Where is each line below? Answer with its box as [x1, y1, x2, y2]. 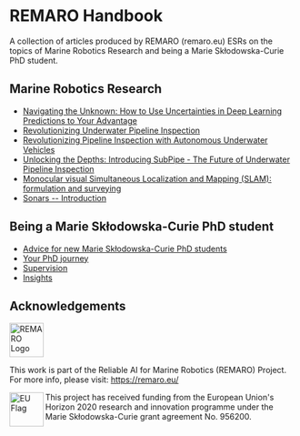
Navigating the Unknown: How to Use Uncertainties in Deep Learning [22, 106, 283, 117]
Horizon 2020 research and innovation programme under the [45, 401, 275, 412]
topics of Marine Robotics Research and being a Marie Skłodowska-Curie [9, 45, 285, 56]
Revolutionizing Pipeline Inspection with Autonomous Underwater [22, 134, 268, 146]
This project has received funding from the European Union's [45, 392, 275, 403]
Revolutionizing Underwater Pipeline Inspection [22, 125, 201, 136]
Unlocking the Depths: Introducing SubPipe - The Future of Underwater [22, 154, 291, 165]
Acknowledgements [9, 298, 126, 314]
